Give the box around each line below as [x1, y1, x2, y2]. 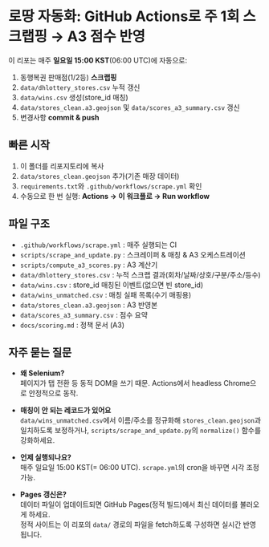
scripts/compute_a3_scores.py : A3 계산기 [19, 260, 158, 269]
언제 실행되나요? [19, 452, 72, 462]
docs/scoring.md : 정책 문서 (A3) [19, 320, 125, 330]
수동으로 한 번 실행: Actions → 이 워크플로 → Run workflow [19, 191, 210, 201]
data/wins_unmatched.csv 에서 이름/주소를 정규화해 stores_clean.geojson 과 [19, 415, 262, 425]
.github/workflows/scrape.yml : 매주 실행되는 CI [19, 240, 177, 249]
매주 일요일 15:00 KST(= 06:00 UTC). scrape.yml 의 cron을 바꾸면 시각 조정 [19, 463, 259, 472]
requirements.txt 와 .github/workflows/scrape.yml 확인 [19, 181, 202, 191]
